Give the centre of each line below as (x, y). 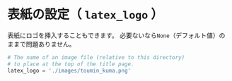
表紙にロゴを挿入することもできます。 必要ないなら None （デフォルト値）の (116, 35)
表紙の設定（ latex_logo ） (86, 14)
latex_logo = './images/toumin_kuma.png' (69, 70)
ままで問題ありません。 (41, 44)
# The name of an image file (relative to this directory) (96, 57)
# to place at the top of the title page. (71, 64)
